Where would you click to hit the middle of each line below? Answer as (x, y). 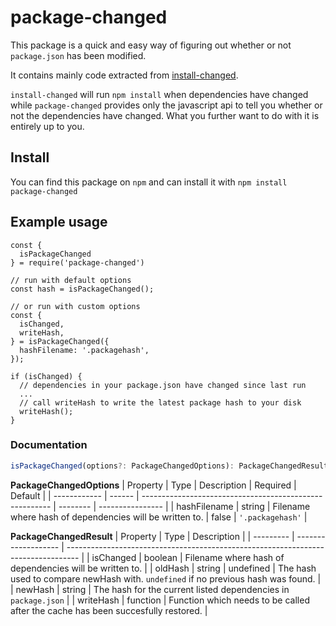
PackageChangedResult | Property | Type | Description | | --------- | (152, 536)
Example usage (59, 222)
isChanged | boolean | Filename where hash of (188, 557)
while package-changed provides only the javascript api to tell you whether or (166, 105)
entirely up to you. (47, 126)
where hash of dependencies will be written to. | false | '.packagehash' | (159, 517)
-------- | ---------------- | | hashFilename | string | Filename (184, 506)
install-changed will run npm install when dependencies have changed (159, 94)
